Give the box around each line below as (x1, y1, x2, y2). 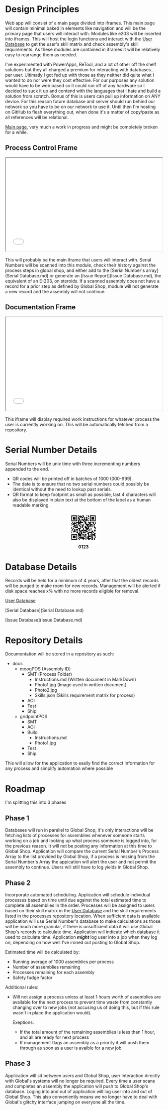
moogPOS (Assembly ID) (19, 666, 71, 672)
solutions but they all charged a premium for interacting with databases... (5, 66, 155, 73)
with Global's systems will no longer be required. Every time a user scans (5, 1078, 155, 1084)
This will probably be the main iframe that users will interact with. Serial (5, 256, 152, 262)
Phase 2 (5, 878, 31, 887)
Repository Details (5, 634, 83, 646)
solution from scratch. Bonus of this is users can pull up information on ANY (5, 93, 161, 99)
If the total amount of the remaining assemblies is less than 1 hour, (19, 1029, 156, 1035)
